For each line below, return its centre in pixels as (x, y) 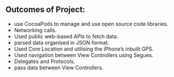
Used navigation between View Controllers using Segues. (83, 55)
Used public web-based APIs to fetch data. (66, 36)
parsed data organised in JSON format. (61, 42)
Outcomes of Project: (46, 10)
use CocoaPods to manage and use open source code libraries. (91, 24)
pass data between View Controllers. (59, 68)
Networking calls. (35, 30)
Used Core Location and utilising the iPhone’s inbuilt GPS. (84, 49)
